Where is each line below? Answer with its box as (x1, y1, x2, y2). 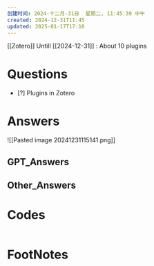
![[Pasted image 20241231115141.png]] (7, 136, 116, 144)
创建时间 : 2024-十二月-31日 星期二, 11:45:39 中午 (7, 10, 146, 17)
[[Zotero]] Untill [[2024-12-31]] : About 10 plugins (7, 42, 147, 50)
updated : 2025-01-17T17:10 (7, 23, 85, 30)
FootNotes (7, 247, 69, 263)
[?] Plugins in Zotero (17, 89, 75, 97)
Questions (7, 66, 68, 82)
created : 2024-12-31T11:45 (7, 17, 85, 23)
